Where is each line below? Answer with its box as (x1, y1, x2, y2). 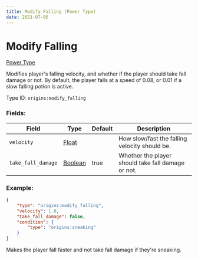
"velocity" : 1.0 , (16, 208, 60, 214)
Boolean (62, 159, 87, 167)
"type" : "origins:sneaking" (27, 225, 96, 231)
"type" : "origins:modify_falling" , (16, 202, 104, 208)
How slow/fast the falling (118, 134, 187, 142)
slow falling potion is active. (6, 83, 74, 90)
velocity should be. (118, 142, 171, 150)
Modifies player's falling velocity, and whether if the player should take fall (6, 70, 187, 77)
